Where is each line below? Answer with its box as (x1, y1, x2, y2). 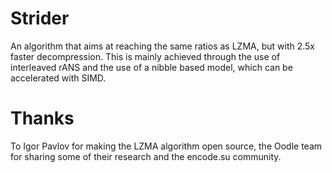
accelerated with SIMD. (10, 72, 107, 84)
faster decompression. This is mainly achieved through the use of (10, 50, 281, 62)
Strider (10, 7, 70, 30)
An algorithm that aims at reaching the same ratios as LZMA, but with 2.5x (10, 40, 315, 52)
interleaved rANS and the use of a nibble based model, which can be (10, 61, 293, 73)
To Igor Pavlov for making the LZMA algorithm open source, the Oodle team (10, 140, 323, 152)
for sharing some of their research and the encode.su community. (10, 150, 282, 162)
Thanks (10, 107, 75, 130)
